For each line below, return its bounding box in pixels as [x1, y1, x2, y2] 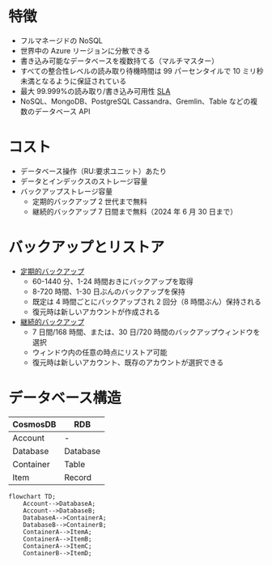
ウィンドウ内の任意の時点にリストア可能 [32, 347, 168, 357]
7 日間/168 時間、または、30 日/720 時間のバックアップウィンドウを [32, 327, 261, 337]
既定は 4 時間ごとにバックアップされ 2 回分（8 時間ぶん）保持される [32, 296, 261, 306]
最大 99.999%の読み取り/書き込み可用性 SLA [19, 86, 172, 96]
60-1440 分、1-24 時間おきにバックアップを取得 [32, 276, 194, 286]
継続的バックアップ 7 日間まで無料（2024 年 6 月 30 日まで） [32, 206, 237, 216]
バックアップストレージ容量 [19, 186, 113, 196]
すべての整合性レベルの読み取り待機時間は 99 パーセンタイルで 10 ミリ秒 [19, 66, 264, 75]
